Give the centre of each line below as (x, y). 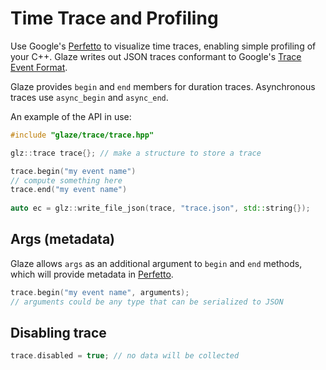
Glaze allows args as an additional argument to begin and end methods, (156, 263)
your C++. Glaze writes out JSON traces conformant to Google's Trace (156, 56)
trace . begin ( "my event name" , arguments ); (100, 292)
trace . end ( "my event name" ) (69, 190)
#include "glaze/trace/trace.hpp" (82, 135)
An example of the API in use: (71, 116)
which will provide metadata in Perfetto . (92, 274)
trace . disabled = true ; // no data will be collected (125, 356)
